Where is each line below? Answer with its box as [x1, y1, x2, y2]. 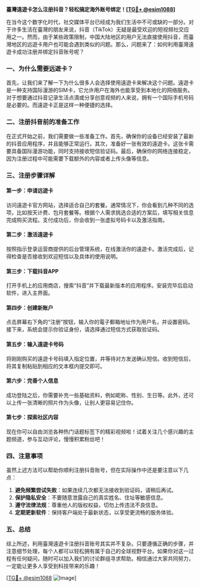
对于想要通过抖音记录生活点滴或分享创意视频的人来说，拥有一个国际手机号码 [6, 94, 194, 101]
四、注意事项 [6, 452, 43, 460]
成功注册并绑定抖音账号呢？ [16, 48, 85, 55]
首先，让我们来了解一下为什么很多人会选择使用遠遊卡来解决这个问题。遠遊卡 [6, 79, 194, 86]
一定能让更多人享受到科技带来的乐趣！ [6, 562, 100, 569]
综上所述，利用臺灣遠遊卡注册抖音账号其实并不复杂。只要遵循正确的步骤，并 [6, 540, 194, 547]
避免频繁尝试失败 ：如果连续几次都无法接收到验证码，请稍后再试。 [14, 486, 177, 494]
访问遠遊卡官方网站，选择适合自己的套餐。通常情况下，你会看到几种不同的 [6, 201, 189, 208]
